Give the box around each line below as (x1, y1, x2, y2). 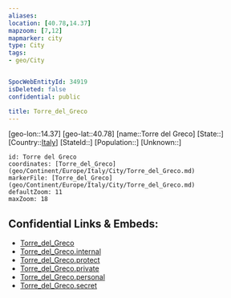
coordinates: (8, 160, 52, 168)
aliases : (8, 11, 38, 20)
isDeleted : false (8, 85, 67, 93)
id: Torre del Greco (8, 153, 78, 161)
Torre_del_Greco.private (19, 264, 99, 273)
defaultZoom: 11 (8, 188, 63, 196)
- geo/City (8, 57, 45, 65)
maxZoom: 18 (8, 195, 48, 203)
